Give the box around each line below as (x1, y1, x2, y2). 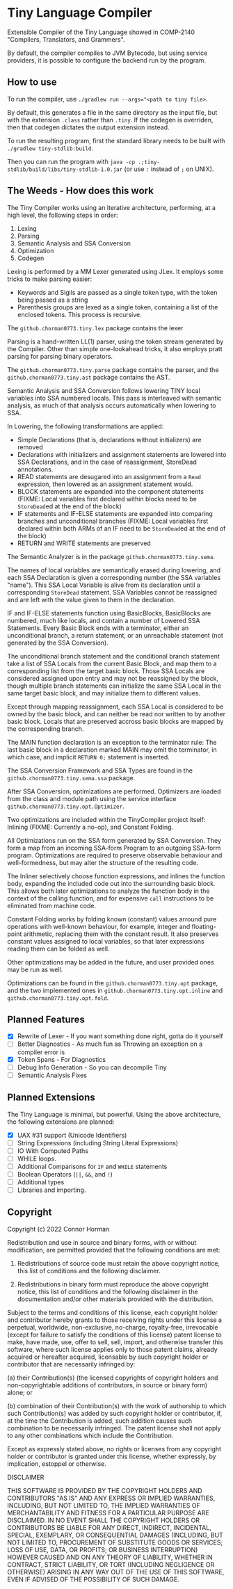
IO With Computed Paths (17, 1146, 89, 1155)
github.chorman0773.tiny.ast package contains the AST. (7, 373, 170, 381)
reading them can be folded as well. (7, 944, 110, 953)
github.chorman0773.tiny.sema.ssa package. (7, 773, 136, 782)
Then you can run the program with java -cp (7, 157, 136, 166)
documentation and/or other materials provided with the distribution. (17, 1295, 214, 1303)
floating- (191, 922, 217, 930)
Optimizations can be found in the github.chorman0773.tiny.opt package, (7, 978, 218, 987)
